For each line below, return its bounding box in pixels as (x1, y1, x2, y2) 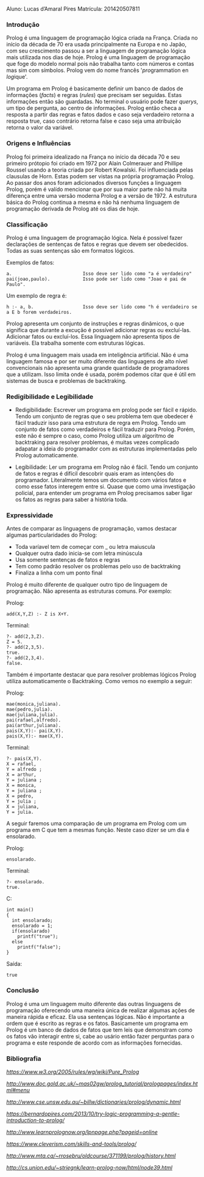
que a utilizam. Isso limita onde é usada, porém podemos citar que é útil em (6, 371, 196, 378)
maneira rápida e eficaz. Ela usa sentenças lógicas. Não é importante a (6, 1013, 185, 1020)
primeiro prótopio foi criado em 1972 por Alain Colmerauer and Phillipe (6, 159, 183, 167)
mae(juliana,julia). (6, 712, 59, 718)
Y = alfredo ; (6, 766, 43, 773)
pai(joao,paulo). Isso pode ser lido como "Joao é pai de (6, 276, 187, 282)
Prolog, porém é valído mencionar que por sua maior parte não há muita (6, 186, 187, 193)
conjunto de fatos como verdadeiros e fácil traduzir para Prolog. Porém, (15, 426, 195, 433)
